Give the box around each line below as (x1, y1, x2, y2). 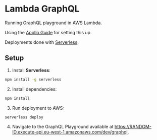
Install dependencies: (12, 86, 57, 92)
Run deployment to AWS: (12, 105, 64, 111)
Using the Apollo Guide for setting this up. (5, 29, 92, 35)
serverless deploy (5, 114, 43, 120)
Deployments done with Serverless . (5, 39, 79, 45)
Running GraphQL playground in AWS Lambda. (5, 20, 102, 26)
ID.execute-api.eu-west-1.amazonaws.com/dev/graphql (12, 129, 128, 135)
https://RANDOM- (115, 124, 152, 130)
